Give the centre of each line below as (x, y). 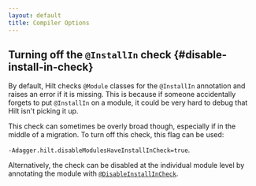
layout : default (35, 15)
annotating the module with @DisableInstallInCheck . (93, 173)
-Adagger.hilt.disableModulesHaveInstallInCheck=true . (99, 150)
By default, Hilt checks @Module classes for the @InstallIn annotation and (127, 86)
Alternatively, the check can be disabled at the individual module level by (126, 166)
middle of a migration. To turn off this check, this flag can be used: (116, 135)
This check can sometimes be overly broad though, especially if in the (122, 126)
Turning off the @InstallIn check (90, 55)
